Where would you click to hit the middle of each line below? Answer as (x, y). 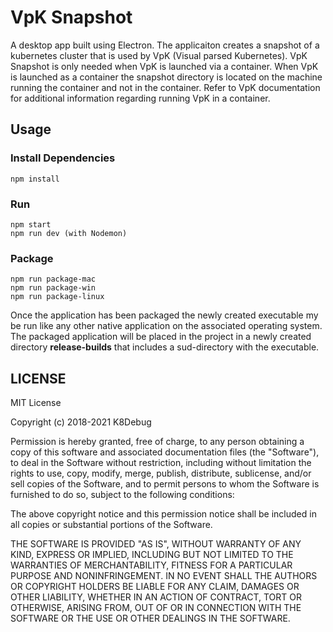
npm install (35, 179)
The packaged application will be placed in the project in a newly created (161, 337)
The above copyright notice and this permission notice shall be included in (163, 514)
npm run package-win (53, 288)
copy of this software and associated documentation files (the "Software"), (165, 452)
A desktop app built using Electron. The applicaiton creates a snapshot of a (165, 45)
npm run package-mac (53, 279)
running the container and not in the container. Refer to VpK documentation (165, 87)
